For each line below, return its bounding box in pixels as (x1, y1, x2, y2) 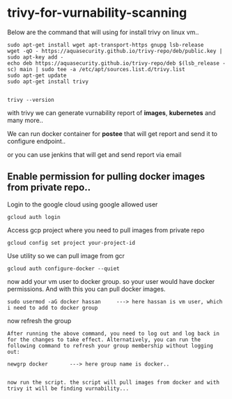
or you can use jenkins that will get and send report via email (7, 150, 182, 158)
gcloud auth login (7, 213, 61, 220)
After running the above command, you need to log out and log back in (7, 330, 219, 337)
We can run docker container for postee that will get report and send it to (7, 129, 218, 137)
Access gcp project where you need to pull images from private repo (7, 225, 205, 234)
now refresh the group (7, 316, 72, 325)
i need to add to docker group (7, 304, 98, 311)
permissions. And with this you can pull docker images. (7, 285, 166, 293)
